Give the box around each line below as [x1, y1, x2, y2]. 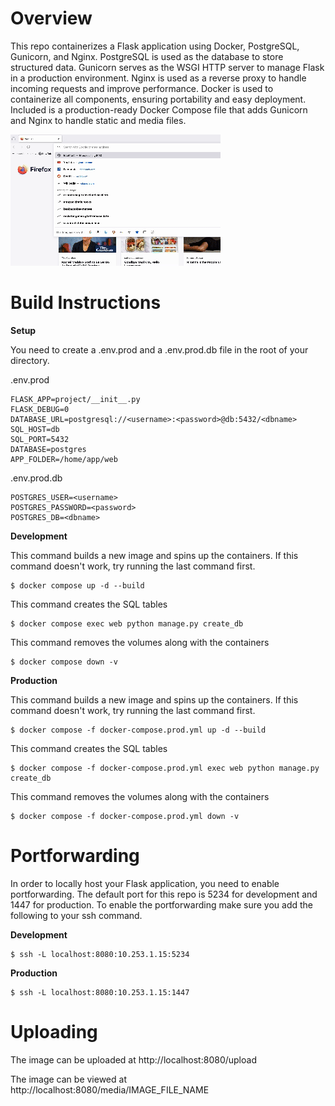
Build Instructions [10, 292, 162, 314]
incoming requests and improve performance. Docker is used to [10, 82, 274, 94]
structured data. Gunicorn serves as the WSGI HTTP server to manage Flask [10, 61, 325, 73]
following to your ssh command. [10, 909, 143, 921]
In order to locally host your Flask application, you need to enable [10, 877, 280, 889]
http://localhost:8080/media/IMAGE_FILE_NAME [10, 1083, 210, 1096]
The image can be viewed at [10, 1073, 127, 1085]
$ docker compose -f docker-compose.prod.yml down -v [10, 811, 240, 821]
